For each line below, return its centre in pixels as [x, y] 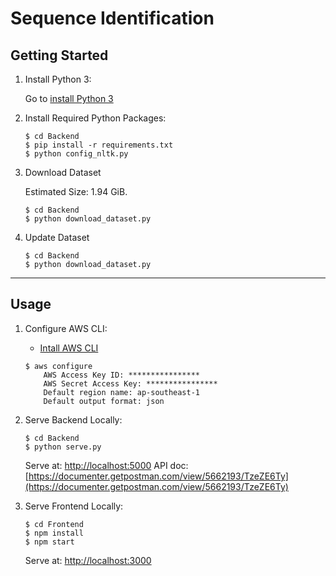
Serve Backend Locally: [73, 419]
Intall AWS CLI [69, 348]
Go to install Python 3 [69, 98]
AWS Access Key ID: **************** [121, 375]
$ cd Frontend [54, 524]
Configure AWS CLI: [66, 328]
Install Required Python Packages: [95, 118]
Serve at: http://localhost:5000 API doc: [106, 465]
